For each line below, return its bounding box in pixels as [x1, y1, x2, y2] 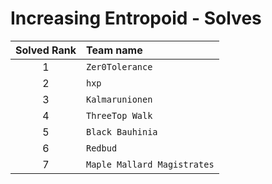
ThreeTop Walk [85, 110, 153, 121]
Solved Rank [15, 43, 77, 57]
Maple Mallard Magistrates [85, 158, 215, 170]
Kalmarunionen [85, 93, 153, 105]
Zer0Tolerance [85, 61, 153, 72]
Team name [85, 43, 143, 57]
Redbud [85, 142, 118, 154]
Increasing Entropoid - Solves [10, 7, 262, 30]
